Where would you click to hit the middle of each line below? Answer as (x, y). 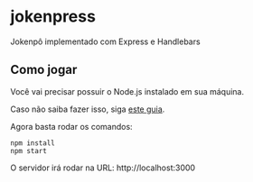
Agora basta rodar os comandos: (72, 126)
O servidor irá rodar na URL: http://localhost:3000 (103, 168)
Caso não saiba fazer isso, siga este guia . (88, 109)
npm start (29, 150)
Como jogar (44, 70)
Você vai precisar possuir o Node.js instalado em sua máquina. (127, 91)
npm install (33, 143)
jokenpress (53, 17)
